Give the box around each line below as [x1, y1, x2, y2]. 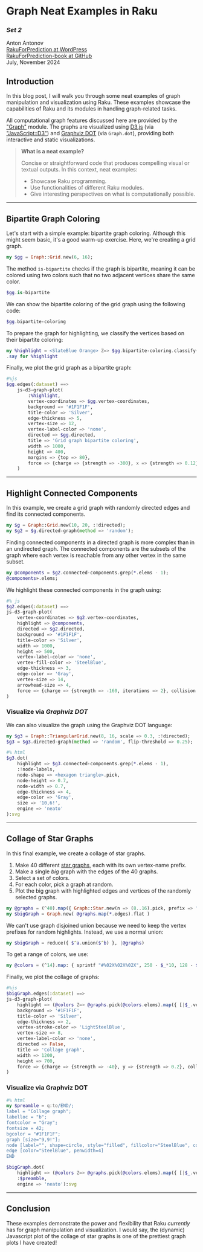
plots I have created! [6, 1239, 57, 1246]
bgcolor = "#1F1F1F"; [6, 1131, 61, 1137]
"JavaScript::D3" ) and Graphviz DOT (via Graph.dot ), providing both [6, 130, 174, 137]
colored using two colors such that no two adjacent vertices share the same [6, 271, 195, 278]
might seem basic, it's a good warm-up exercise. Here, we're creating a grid [6, 236, 196, 243]
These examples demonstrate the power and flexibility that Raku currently [6, 1219, 190, 1227]
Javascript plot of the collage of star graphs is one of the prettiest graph [6, 1232, 186, 1239]
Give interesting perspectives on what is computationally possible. [30, 190, 195, 197]
